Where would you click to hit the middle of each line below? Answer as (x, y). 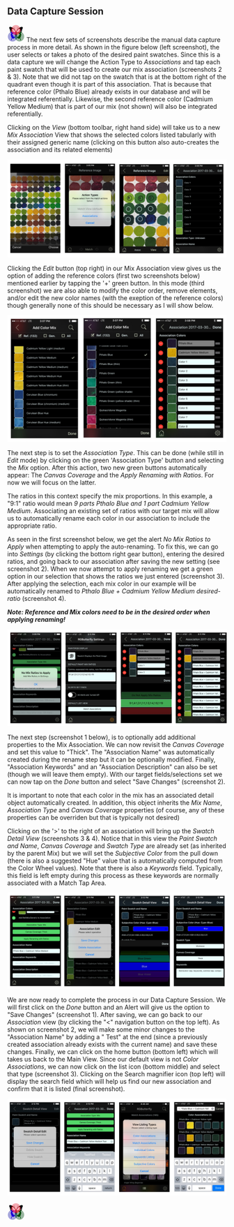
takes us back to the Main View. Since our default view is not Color (103, 1059)
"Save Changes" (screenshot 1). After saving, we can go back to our (105, 1014)
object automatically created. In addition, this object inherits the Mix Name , (115, 803)
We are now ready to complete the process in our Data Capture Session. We (117, 999)
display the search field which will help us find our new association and (109, 1081)
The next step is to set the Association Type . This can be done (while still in (116, 453)
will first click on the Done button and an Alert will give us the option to (109, 1007)
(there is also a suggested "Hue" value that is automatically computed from (115, 861)
